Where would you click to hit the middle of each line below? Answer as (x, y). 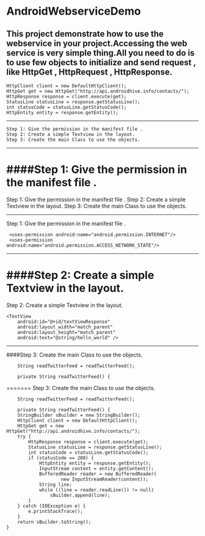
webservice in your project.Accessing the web (97, 43)
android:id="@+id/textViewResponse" (64, 322)
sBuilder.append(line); (80, 495)
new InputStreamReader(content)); (105, 479)
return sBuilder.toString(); (54, 522)
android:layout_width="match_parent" (65, 327)
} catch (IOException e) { (52, 506)
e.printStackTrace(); (56, 511)
